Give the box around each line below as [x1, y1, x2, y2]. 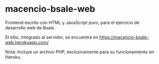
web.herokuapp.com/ [5, 39, 49, 45]
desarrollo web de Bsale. [5, 24, 56, 30]
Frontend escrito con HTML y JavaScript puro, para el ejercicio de [5, 20, 140, 25]
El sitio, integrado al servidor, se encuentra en [5, 34, 99, 40]
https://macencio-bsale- [99, 34, 149, 40]
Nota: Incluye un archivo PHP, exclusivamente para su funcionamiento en [5, 49, 155, 55]
